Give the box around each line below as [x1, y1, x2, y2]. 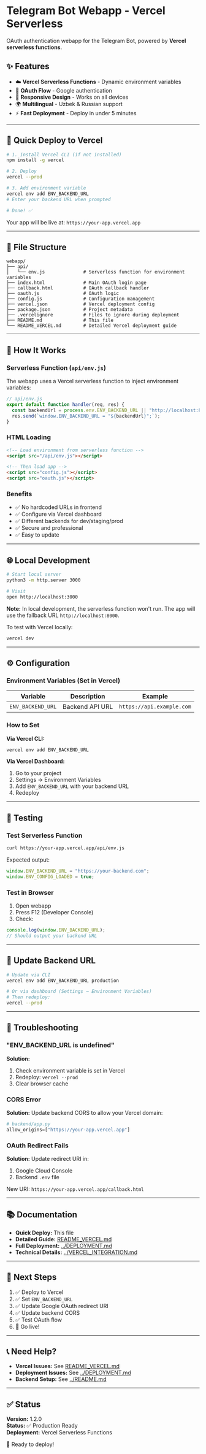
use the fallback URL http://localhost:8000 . [6, 611, 120, 619]
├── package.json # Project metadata [6, 307, 133, 313]
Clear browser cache [15, 1080, 69, 1087]
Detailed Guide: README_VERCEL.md [15, 1235, 112, 1242]
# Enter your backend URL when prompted [6, 196, 112, 202]
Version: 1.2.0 [6, 1415, 42, 1423]
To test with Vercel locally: [6, 623, 73, 630]
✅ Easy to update [15, 531, 59, 538]
